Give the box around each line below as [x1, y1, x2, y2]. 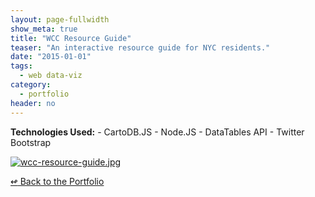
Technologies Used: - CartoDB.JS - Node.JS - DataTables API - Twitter [10, 126, 305, 138]
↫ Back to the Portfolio [10, 175, 105, 187]
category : [10, 80, 52, 90]
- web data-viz [19, 71, 83, 81]
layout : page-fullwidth [10, 14, 110, 25]
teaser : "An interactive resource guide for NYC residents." [10, 42, 271, 53]
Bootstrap [10, 136, 52, 148]
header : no [10, 98, 56, 108]
